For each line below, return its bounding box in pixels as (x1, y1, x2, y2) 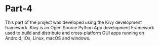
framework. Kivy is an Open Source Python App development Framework (5, 24, 155, 30)
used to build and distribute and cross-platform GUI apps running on (5, 30, 145, 36)
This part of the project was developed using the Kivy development (5, 19, 142, 25)
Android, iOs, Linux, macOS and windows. (5, 35, 90, 41)
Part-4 (5, 3, 33, 14)
